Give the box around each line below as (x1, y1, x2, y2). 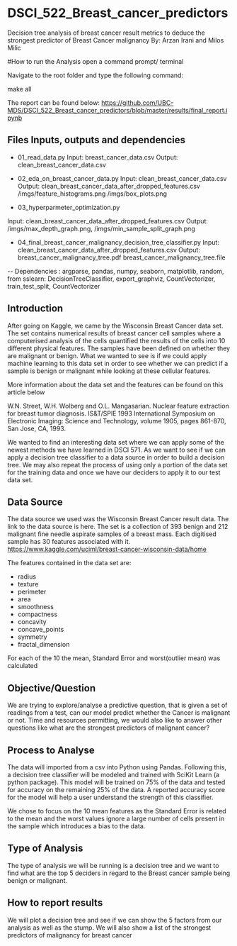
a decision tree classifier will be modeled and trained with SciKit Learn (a (7, 771, 220, 779)
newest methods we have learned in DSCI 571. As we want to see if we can (7, 445, 226, 454)
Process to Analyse (7, 744, 95, 756)
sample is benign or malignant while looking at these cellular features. (7, 367, 211, 375)
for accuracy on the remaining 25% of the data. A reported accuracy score (7, 786, 225, 794)
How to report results (7, 897, 103, 909)
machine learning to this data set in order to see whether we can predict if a (7, 359, 229, 367)
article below (7, 388, 45, 396)
